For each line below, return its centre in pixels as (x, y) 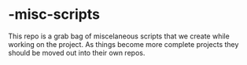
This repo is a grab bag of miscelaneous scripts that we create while (119, 36)
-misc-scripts (54, 14)
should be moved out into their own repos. (77, 52)
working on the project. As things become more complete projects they (124, 44)
